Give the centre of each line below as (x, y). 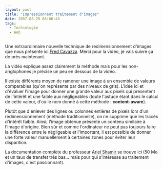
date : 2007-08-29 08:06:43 (32, 19)
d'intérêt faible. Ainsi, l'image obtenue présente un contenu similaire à (75, 121)
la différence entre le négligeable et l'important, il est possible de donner (78, 132)
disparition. (16, 142)
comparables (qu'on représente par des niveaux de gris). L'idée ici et (74, 86)
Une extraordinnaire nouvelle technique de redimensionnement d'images (78, 46)
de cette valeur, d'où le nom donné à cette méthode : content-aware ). (76, 102)
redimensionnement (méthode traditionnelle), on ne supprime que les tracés (82, 116)
